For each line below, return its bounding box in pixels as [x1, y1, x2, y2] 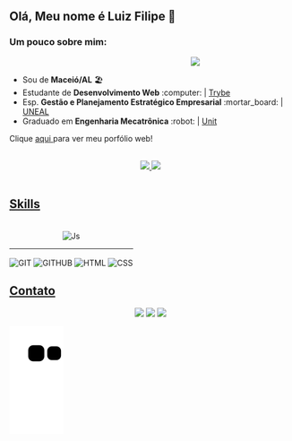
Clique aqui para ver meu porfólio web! [9, 133, 153, 143]
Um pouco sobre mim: [9, 36, 107, 48]
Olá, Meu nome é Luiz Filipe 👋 [9, 9, 176, 24]
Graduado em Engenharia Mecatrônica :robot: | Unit [21, 116, 218, 126]
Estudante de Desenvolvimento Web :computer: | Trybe [21, 87, 231, 98]
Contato [9, 283, 56, 298]
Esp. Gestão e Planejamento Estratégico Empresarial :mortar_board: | [21, 96, 284, 108]
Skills [9, 196, 40, 212]
